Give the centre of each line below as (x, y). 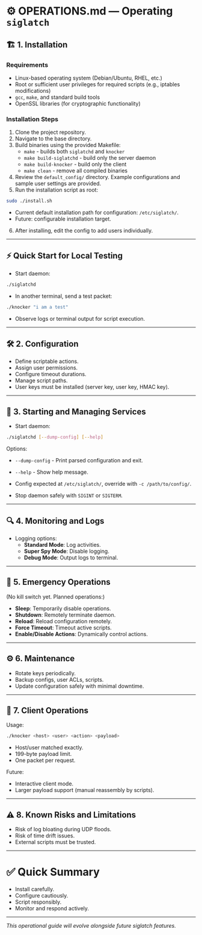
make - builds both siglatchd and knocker (74, 151)
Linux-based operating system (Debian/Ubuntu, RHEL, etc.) (88, 78)
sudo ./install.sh (29, 201)
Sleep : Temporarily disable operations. (63, 608)
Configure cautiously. (41, 895)
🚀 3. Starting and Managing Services (76, 411)
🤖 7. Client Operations (47, 710)
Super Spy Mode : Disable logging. (66, 551)
